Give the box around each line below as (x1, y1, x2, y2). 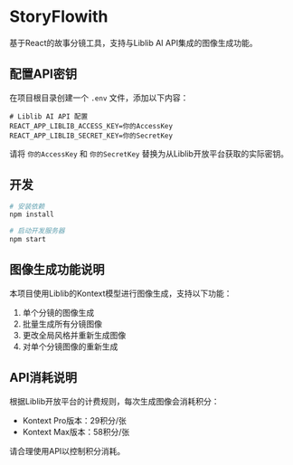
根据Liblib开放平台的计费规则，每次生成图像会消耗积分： (9, 395, 220, 406)
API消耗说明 (9, 370, 78, 385)
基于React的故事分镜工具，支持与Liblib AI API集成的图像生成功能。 (9, 37, 258, 48)
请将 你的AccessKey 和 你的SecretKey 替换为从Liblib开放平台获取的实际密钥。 (9, 147, 289, 159)
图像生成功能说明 (9, 262, 105, 278)
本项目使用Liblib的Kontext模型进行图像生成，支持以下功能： (9, 288, 232, 299)
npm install (9, 210, 54, 219)
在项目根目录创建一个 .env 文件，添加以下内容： (9, 92, 189, 103)
